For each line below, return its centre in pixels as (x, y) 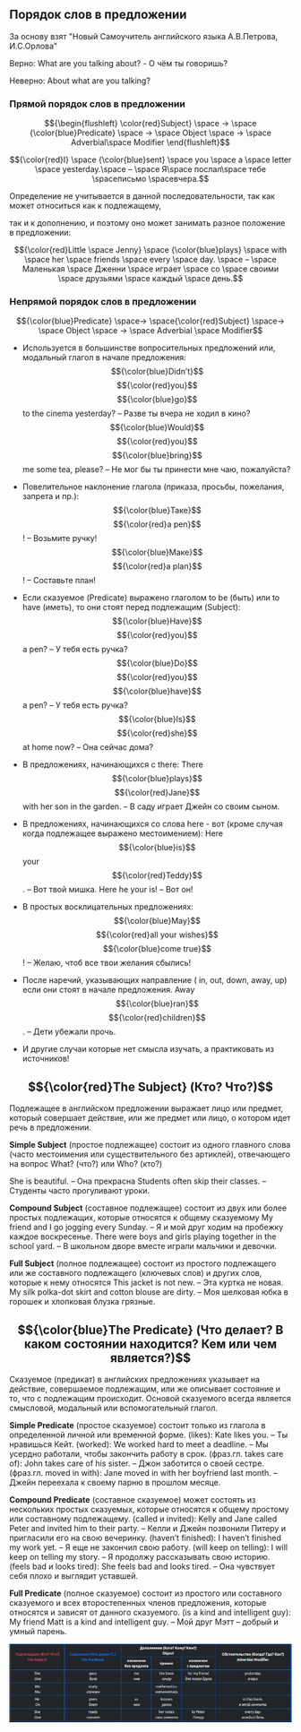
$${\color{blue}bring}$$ (157, 455)
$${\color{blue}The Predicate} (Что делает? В (150, 1330)
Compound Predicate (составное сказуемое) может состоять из (133, 1500)
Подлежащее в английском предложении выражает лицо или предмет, (146, 1108)
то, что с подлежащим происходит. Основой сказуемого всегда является (150, 1399)
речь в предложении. (50, 1127)
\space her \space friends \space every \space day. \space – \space (150, 260)
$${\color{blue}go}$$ (157, 400)
